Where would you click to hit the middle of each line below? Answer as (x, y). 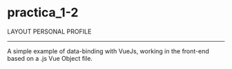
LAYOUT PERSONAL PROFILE (49, 31)
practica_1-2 (43, 13)
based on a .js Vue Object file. (50, 58)
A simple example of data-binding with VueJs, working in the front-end (108, 51)
